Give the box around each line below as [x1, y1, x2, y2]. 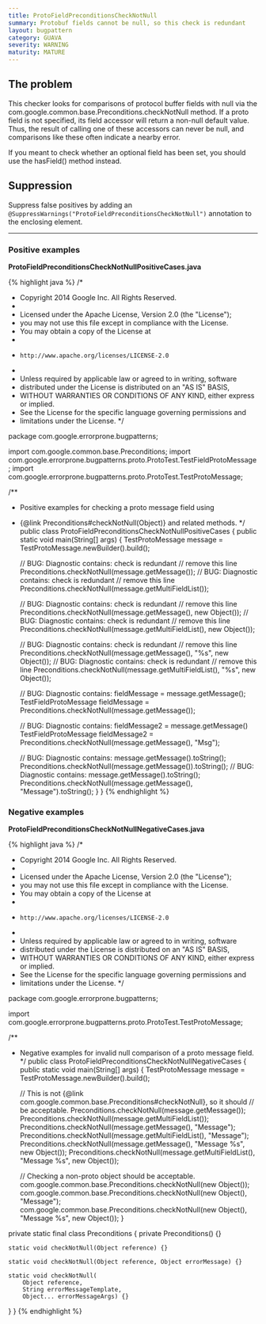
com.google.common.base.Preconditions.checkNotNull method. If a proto [8, 107, 249, 116]
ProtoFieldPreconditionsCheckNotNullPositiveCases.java [8, 262, 202, 272]
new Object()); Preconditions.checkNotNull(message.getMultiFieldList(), [19, 1147, 256, 1157]
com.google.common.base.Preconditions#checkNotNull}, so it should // [19, 1098, 255, 1107]
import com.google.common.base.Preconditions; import [8, 447, 192, 456]
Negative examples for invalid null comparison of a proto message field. [19, 1048, 255, 1058]
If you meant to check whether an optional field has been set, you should [8, 147, 246, 157]
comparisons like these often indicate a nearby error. [8, 132, 180, 142]
